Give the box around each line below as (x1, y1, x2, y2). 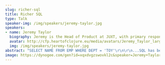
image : (5, 52, 19, 58)
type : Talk (5, 16, 27, 21)
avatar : (9, 39, 26, 44)
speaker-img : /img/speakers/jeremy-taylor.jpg (5, 21, 102, 26)
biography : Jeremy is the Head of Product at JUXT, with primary (9, 35, 146, 40)
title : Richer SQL (5, 12, 43, 17)
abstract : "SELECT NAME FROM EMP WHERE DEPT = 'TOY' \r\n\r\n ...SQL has (5, 48, 155, 53)
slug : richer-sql (5, 7, 41, 12)
